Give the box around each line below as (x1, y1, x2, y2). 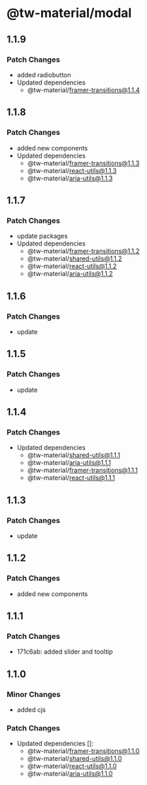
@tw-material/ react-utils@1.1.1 (27, 473, 115, 482)
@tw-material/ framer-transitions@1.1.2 (27, 247, 140, 256)
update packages (16, 232, 68, 241)
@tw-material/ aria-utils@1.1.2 (27, 270, 113, 278)
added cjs (16, 706, 47, 714)
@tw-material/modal (6, 5, 132, 21)
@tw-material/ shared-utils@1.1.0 (27, 754, 122, 763)
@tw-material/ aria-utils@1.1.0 (27, 769, 113, 778)
